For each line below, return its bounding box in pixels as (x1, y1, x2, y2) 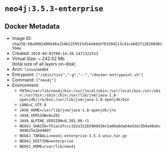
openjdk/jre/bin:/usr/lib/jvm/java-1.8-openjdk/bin (19, 97, 129, 102)
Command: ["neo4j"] (11, 77, 56, 82)
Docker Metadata (4, 22, 60, 30)
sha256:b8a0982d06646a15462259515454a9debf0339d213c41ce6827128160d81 (11, 41, 162, 46)
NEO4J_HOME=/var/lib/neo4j (19, 144, 76, 149)
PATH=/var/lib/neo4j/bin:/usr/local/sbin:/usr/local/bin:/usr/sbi (19, 88, 161, 93)
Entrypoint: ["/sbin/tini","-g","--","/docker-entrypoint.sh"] (11, 71, 143, 77)
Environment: (11, 82, 39, 88)
